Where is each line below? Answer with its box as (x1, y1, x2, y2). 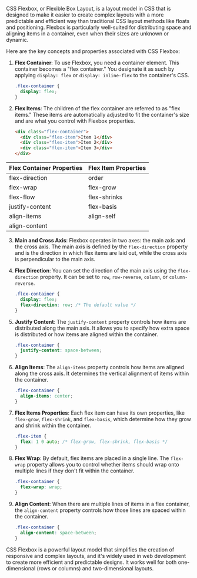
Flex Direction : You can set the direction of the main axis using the (14, 267, 176, 274)
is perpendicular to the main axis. (14, 256, 96, 262)
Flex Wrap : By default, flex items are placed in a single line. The (14, 455, 169, 462)
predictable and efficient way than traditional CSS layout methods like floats (6, 18, 190, 24)
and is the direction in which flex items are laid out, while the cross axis (14, 249, 187, 256)
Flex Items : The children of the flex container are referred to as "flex (14, 104, 181, 111)
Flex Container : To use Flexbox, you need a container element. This (14, 59, 179, 66)
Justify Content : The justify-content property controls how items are (14, 318, 186, 325)
